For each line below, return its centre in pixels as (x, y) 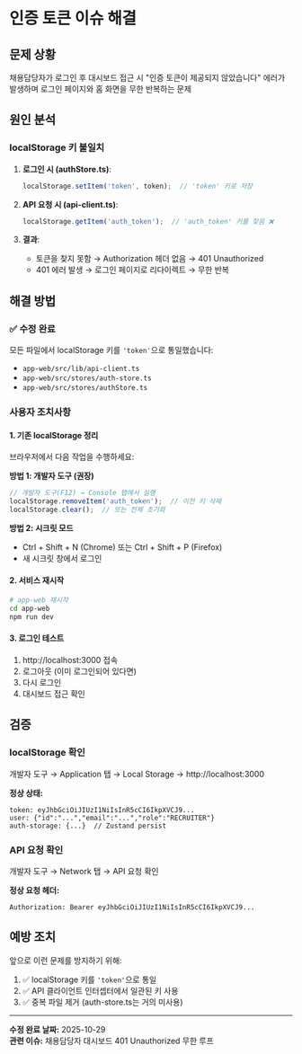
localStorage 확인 (47, 753)
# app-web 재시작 (39, 600)
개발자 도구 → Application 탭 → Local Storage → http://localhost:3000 (137, 774)
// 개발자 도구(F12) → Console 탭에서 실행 (82, 493)
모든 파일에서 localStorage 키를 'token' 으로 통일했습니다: (111, 350)
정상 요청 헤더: (35, 890)
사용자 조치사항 (40, 412)
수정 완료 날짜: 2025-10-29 (58, 1029)
